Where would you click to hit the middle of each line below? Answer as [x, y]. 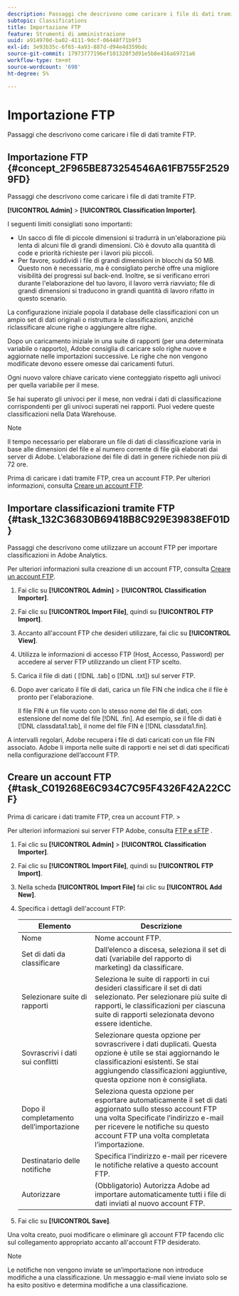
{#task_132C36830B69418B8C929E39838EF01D [119, 519]
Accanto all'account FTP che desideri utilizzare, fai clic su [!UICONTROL [124, 633]
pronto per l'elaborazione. [55, 697]
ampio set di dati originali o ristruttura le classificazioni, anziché [101, 320]
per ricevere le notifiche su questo [152, 1127]
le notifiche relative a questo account [156, 1165]
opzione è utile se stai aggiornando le [157, 1052]
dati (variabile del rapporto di [143, 958]
